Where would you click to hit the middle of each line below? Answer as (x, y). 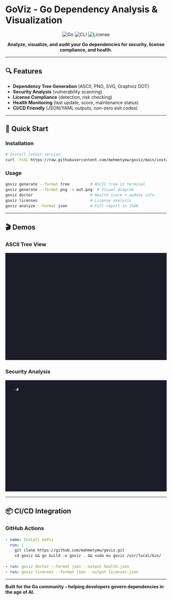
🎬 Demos (20, 227)
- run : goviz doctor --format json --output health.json (67, 567)
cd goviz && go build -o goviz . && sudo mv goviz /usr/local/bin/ (88, 556)
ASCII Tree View (26, 245)
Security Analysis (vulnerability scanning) (57, 92)
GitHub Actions (25, 528)
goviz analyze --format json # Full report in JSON (72, 206)
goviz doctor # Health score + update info (80, 195)
